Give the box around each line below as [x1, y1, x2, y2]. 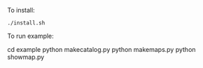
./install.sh [7, 20, 45, 27]
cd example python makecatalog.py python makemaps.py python [7, 46, 196, 53]
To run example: [7, 32, 54, 40]
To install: [7, 6, 35, 14]
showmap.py [7, 53, 45, 61]
